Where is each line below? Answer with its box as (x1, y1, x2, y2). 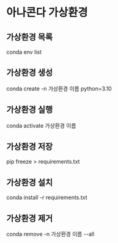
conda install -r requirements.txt (6, 194, 87, 201)
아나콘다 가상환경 (6, 5, 88, 20)
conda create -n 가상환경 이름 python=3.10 (6, 85, 112, 92)
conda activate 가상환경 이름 (6, 121, 76, 129)
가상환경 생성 (6, 68, 53, 78)
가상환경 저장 (6, 142, 53, 152)
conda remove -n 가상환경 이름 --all (6, 230, 95, 238)
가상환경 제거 (6, 213, 53, 223)
